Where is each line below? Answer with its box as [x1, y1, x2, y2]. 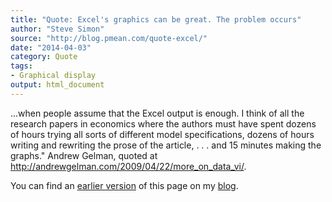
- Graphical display [10, 71, 97, 81]
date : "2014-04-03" [10, 42, 92, 53]
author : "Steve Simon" [10, 24, 105, 34]
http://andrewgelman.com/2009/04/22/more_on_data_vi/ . [10, 160, 247, 172]
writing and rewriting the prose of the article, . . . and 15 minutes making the [10, 139, 322, 151]
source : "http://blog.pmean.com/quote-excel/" [10, 33, 208, 43]
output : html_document [10, 80, 105, 90]
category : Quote [10, 52, 78, 62]
